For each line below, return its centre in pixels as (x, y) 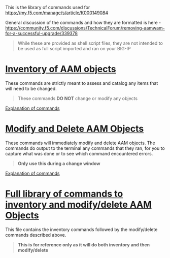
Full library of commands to (64, 194)
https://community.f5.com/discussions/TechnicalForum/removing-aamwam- (85, 28)
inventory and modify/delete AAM (78, 205)
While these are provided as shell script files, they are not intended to (90, 43)
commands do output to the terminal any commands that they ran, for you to (85, 148)
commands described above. (36, 235)
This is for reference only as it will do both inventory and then (84, 245)
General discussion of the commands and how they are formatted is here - (83, 23)
